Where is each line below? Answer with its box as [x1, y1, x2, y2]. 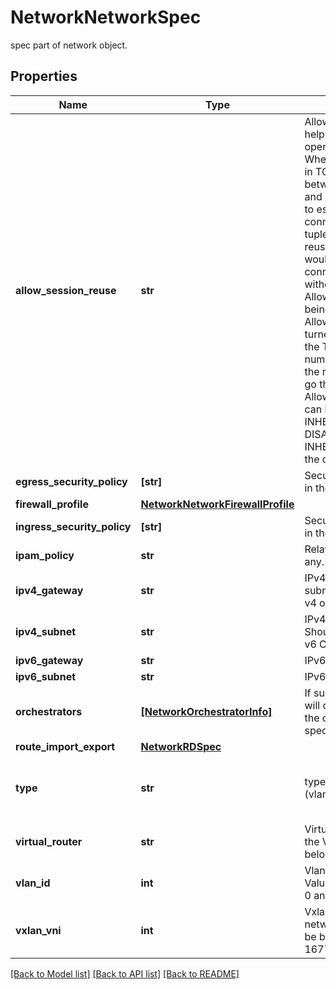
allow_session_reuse [15, 283, 117, 297]
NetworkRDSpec [140, 739, 222, 753]
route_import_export [15, 739, 116, 753]
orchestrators [15, 704, 83, 718]
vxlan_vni [15, 923, 62, 937]
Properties [10, 68, 78, 85]
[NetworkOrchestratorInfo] [140, 704, 273, 718]
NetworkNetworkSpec [10, 6, 202, 29]
